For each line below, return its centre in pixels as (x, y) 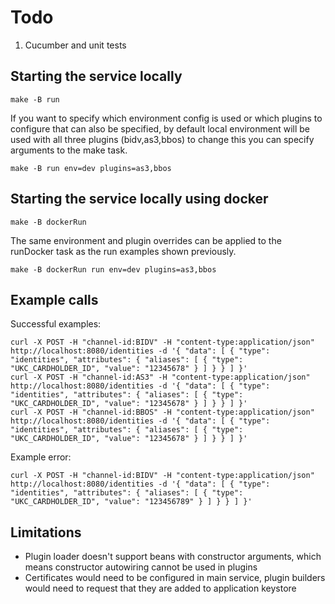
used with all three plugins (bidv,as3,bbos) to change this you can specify (162, 139)
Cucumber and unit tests (75, 45)
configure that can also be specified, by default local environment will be (160, 128)
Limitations (46, 532)
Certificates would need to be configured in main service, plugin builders (175, 578)
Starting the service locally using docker (139, 199)
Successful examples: (56, 324)
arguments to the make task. (69, 150)
